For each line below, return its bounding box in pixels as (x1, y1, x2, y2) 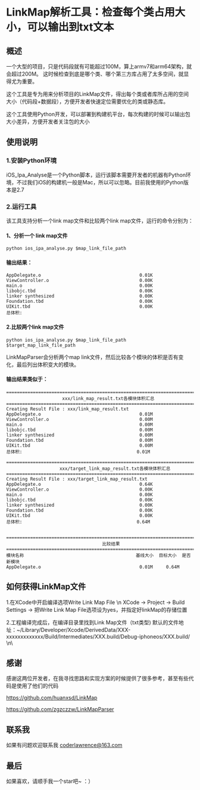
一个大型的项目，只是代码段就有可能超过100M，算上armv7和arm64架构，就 (6, 63, 192, 70)
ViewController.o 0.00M (6, 416, 153, 422)
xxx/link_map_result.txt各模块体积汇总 (62, 395, 155, 401)
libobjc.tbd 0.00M (6, 427, 153, 433)
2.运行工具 (6, 202, 37, 210)
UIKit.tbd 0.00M (6, 442, 153, 448)
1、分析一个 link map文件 (6, 232, 68, 239)
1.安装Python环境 (6, 156, 57, 165)
